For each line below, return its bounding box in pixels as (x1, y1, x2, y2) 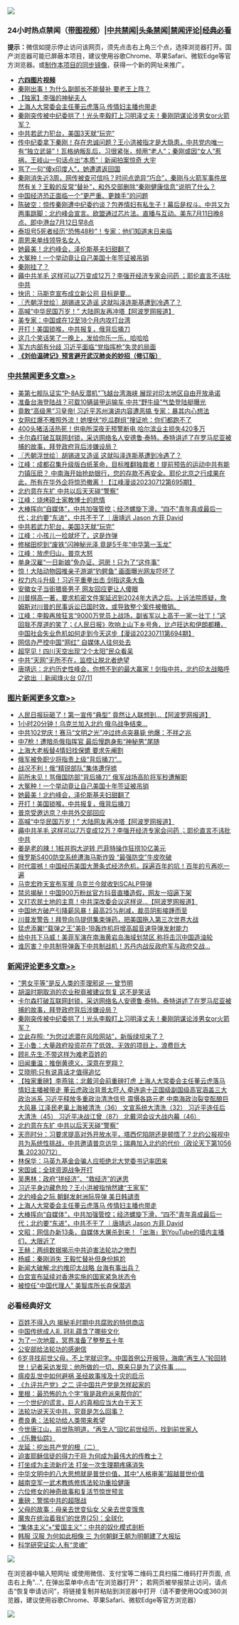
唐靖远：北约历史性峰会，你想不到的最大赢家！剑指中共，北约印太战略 (17, 664, 224, 673)
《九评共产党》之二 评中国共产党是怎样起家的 (17, 1381, 151, 1389)
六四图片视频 (17, 75, 55, 85)
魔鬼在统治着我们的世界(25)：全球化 (17, 1514, 124, 1523)
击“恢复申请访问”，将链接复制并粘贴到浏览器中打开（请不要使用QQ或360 (7, 1587, 221, 1596)
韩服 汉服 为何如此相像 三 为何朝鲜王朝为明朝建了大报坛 (17, 1532, 181, 1540)
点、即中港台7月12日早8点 (17, 218, 95, 227)
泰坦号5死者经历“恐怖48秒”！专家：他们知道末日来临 (17, 227, 173, 236)
